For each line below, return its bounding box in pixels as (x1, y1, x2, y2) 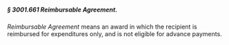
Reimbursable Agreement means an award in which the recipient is (7, 22, 198, 31)
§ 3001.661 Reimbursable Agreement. (7, 5, 118, 14)
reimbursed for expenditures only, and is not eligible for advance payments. (7, 29, 222, 37)
